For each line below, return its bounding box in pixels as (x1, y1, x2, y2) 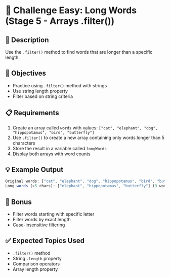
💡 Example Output (5, 165, 64, 174)
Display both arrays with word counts (12, 151, 91, 157)
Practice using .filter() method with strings (12, 82, 107, 88)
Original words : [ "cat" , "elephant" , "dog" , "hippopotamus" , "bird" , (5, 179, 155, 184)
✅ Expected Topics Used (5, 236, 85, 245)
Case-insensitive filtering (12, 222, 65, 228)
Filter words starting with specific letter (12, 211, 95, 217)
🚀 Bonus (5, 197, 32, 206)
